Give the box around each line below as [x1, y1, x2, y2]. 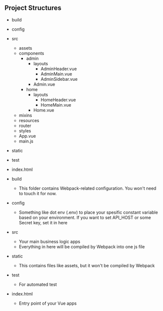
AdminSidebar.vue [40, 76, 78, 82]
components [18, 50, 44, 56]
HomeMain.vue [40, 102, 72, 108]
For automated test [18, 281, 57, 287]
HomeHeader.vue [40, 97, 76, 103]
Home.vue [33, 107, 54, 113]
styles [18, 128, 31, 133]
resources [18, 117, 39, 123]
